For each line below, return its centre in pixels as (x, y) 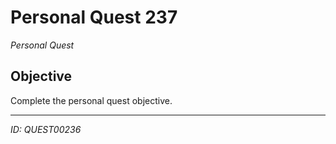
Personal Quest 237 (94, 17)
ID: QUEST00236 (46, 129)
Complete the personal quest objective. (91, 100)
